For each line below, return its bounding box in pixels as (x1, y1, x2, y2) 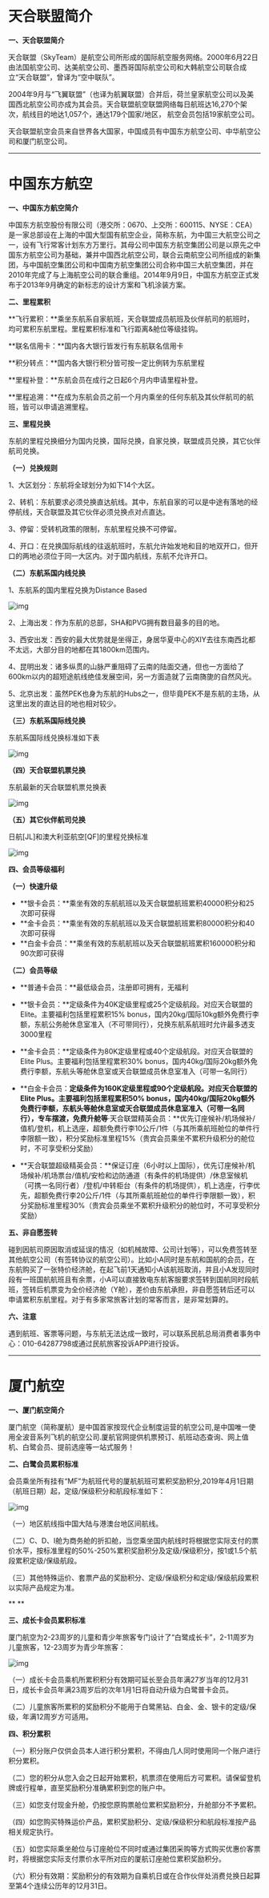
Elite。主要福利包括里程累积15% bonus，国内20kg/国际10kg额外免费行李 (19, 1009, 260, 1019)
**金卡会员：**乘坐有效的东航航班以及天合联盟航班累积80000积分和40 (19, 918, 255, 928)
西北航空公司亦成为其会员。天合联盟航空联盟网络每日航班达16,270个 (14, 99, 241, 109)
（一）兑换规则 (8, 463, 58, 472)
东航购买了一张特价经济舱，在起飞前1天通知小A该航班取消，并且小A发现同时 (8, 1264, 260, 1274)
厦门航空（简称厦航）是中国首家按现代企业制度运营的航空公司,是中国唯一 (8, 1422, 250, 1431)
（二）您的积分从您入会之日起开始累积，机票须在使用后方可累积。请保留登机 (8, 1772, 261, 1782)
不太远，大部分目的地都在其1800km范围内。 (8, 644, 154, 654)
